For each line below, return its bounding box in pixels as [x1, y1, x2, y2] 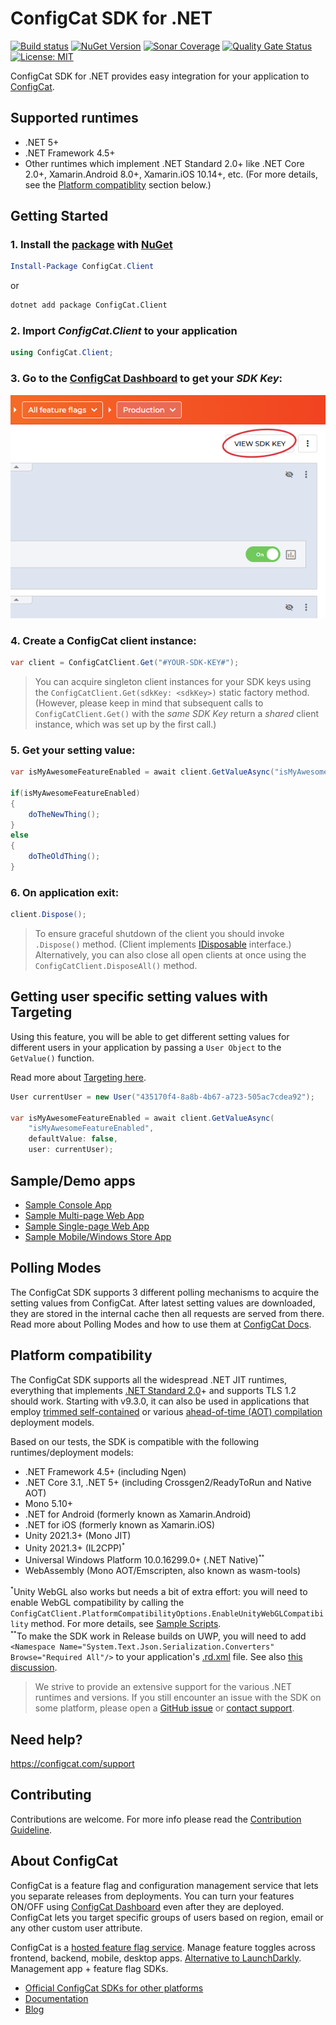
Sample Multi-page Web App [24, 1209, 145, 1221]
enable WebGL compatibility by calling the [10, 1596, 185, 1608]
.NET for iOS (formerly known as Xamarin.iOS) [24, 1518, 216, 1531]
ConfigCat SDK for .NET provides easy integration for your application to [10, 70, 310, 82]
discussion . [10, 1662, 58, 1674]
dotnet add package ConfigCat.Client [10, 300, 168, 311]
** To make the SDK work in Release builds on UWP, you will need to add [10, 1629, 307, 1642]
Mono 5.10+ [24, 1497, 73, 1509]
